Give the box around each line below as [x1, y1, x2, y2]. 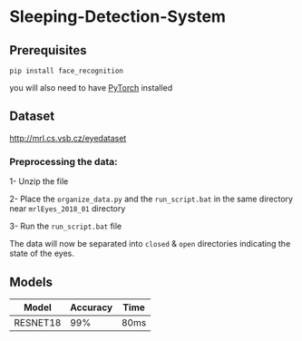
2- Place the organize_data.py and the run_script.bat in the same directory [9, 193, 293, 205]
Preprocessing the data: [9, 155, 118, 168]
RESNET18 [14, 316, 62, 328]
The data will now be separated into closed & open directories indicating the [9, 239, 291, 249]
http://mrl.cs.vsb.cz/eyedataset [9, 132, 127, 143]
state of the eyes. [9, 248, 74, 259]
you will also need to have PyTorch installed [9, 83, 173, 93]
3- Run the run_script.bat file [9, 220, 122, 232]
